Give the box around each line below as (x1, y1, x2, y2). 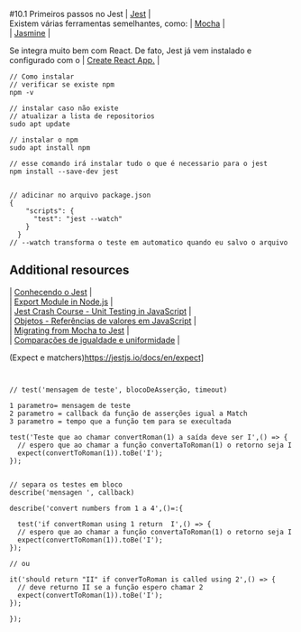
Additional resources (9, 263, 130, 278)
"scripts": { (25, 207, 75, 216)
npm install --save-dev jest (9, 167, 119, 176)
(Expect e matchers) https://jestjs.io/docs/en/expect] (9, 352, 205, 363)
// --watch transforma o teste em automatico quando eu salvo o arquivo (9, 238, 288, 247)
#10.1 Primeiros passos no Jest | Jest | (9, 9, 151, 19)
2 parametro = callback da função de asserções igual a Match (9, 409, 248, 418)
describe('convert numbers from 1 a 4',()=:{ (9, 504, 183, 513)
